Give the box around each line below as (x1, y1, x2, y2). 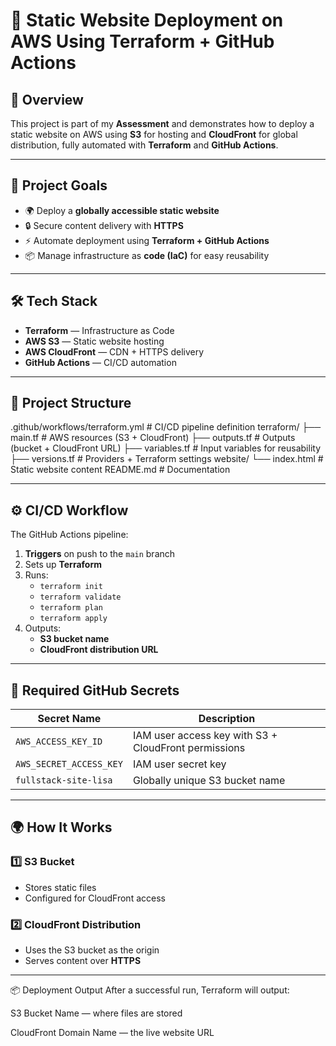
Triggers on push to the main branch (24, 548, 176, 560)
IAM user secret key (132, 757, 227, 771)
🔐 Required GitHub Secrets (10, 682, 180, 699)
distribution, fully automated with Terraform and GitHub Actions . (10, 139, 279, 151)
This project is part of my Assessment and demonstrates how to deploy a (10, 118, 315, 129)
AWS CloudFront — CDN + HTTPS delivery (24, 345, 205, 358)
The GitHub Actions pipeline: (10, 529, 129, 541)
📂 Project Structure (10, 395, 132, 412)
